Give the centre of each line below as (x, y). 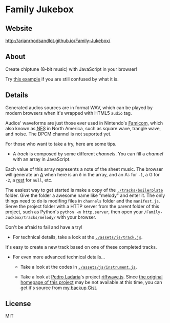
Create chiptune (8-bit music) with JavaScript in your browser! (71, 69)
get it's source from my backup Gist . (59, 288)
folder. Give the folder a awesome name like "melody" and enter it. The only (85, 195)
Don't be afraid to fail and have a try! (44, 227)
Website (19, 28)
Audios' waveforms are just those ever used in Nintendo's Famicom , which (84, 123)
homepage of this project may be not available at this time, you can (91, 282)
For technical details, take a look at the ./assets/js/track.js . (78, 237)
